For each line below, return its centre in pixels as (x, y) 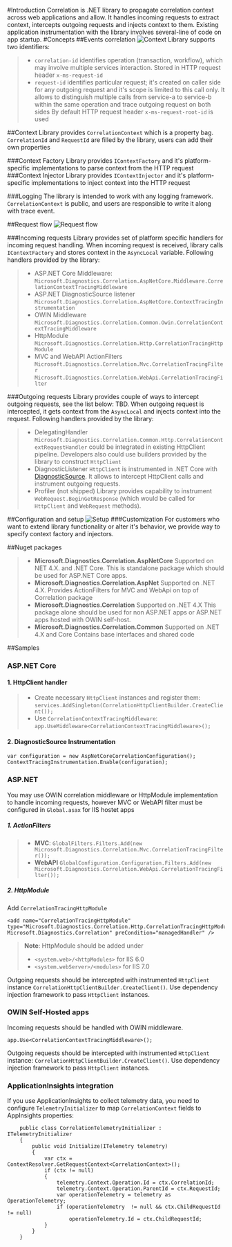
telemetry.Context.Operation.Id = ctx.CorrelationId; (135, 1183)
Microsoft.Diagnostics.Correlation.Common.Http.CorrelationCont (129, 440)
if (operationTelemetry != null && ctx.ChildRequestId (138, 1207)
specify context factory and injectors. (60, 534)
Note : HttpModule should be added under (84, 946)
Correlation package (64, 598)
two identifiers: (29, 47)
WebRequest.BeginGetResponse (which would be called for (115, 498)
